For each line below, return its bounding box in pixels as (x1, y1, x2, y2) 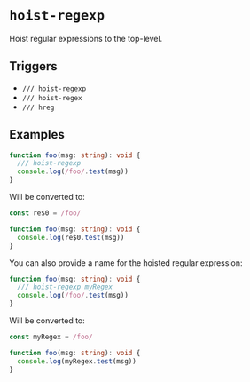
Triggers (9, 59, 58, 74)
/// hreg (21, 103, 55, 112)
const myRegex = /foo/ (9, 332, 93, 342)
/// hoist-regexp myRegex (17, 283, 113, 291)
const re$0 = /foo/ (9, 209, 82, 218)
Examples (9, 127, 65, 142)
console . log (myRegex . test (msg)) (17, 356, 137, 366)
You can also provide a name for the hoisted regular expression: (9, 257, 243, 268)
